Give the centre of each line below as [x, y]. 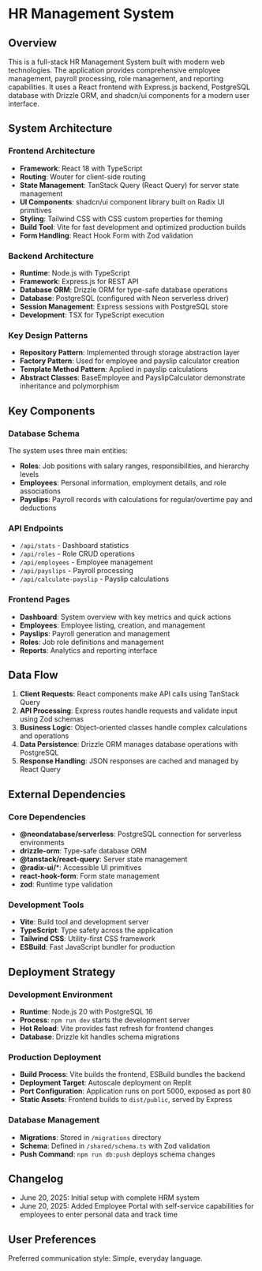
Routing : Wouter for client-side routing [82, 176]
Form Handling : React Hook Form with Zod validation [106, 235]
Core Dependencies [47, 816]
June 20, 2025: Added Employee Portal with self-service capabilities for [137, 1206]
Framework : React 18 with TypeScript [81, 168]
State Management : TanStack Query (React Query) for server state [129, 185]
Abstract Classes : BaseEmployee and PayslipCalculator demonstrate [132, 378]
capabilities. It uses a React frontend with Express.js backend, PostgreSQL [129, 87]
